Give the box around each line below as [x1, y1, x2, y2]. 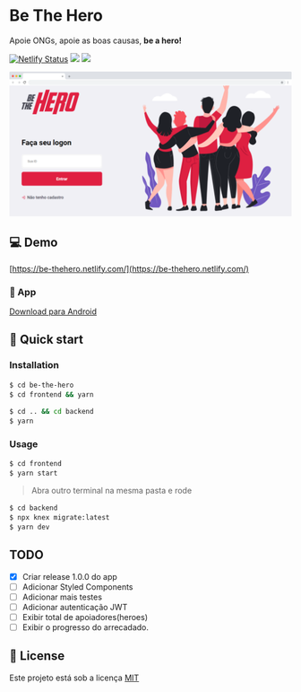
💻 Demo [9, 235, 58, 250]
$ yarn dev [9, 522, 50, 531]
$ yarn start [9, 469, 58, 478]
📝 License [9, 648, 65, 664]
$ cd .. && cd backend [9, 407, 94, 416]
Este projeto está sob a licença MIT [9, 672, 140, 683]
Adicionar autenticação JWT [21, 601, 128, 612]
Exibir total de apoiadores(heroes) [21, 611, 149, 622]
